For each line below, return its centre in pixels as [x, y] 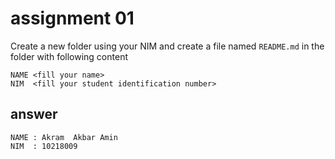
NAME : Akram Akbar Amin [64, 137]
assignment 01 [72, 18]
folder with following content [69, 56]
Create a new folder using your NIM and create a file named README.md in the [167, 46]
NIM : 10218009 [44, 146]
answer [34, 114]
